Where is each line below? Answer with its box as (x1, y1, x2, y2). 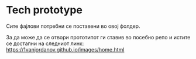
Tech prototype (6, 3, 83, 17)
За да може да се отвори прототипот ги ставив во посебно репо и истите (6, 34, 191, 40)
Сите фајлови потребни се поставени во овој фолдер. (6, 23, 140, 30)
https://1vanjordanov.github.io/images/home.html (6, 46, 125, 53)
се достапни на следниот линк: (6, 40, 84, 47)
